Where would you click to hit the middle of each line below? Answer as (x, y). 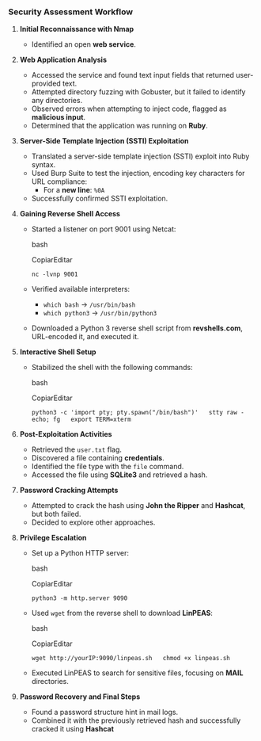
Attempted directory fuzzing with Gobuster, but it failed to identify (138, 92)
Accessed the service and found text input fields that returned (133, 75)
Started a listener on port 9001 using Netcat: (104, 229)
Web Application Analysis (63, 60)
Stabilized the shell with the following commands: (112, 368)
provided (46, 84)
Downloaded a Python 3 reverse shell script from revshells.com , (137, 328)
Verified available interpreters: (81, 289)
